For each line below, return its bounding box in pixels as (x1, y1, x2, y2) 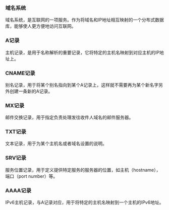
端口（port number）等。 (5, 173, 58, 179)
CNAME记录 (5, 69, 35, 77)
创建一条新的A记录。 (9, 88, 53, 94)
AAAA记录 (5, 187, 32, 194)
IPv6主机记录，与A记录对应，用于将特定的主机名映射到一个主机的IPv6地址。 (5, 199, 164, 205)
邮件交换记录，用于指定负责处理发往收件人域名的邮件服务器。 (5, 114, 134, 120)
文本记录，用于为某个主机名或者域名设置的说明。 (5, 141, 107, 147)
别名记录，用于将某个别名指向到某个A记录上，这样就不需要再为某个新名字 (5, 82, 159, 88)
